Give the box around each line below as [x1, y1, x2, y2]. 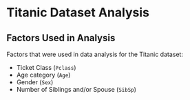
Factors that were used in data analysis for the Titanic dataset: [6, 50, 184, 58]
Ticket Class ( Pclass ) [16, 64, 76, 71]
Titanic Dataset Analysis [6, 5, 149, 21]
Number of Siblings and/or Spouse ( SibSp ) [16, 86, 137, 93]
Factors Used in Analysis [6, 32, 116, 44]
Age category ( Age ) [16, 71, 71, 79]
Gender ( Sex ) [16, 78, 54, 86]
